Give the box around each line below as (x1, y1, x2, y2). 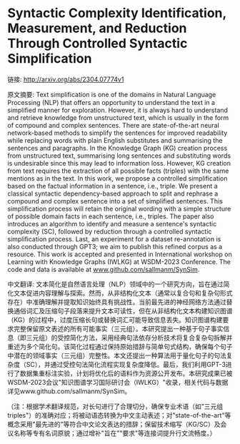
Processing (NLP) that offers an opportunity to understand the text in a (7, 98, 216, 106)
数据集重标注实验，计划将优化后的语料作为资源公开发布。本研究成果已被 (19, 369, 233, 378)
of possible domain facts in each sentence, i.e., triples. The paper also (7, 212, 214, 221)
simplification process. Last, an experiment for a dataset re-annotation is (7, 234, 221, 243)
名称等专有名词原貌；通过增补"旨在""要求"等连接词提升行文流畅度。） (13, 428, 216, 437)
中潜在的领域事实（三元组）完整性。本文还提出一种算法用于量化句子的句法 (7, 351, 226, 360)
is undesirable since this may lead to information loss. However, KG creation (7, 158, 231, 167)
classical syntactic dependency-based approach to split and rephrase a (7, 189, 219, 198)
